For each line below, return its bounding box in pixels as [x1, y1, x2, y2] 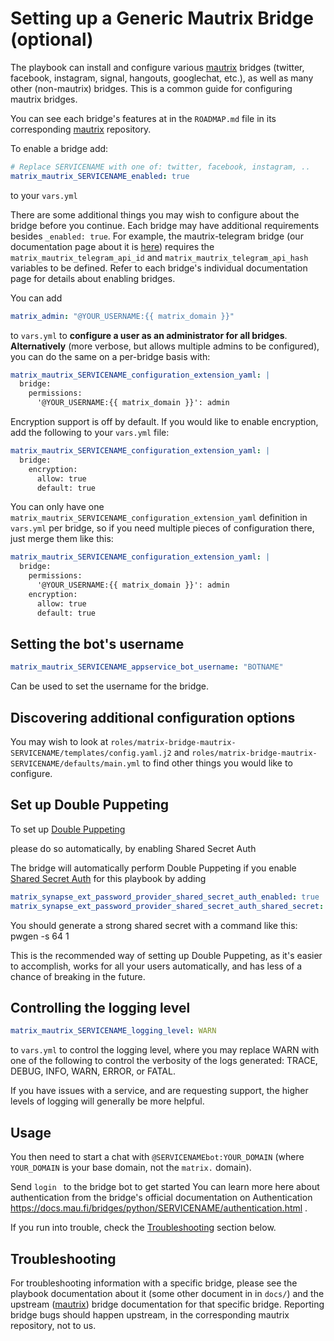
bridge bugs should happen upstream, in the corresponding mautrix [10, 1308, 290, 1321]
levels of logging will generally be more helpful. [10, 1095, 205, 1107]
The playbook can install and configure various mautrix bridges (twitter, [10, 61, 305, 73]
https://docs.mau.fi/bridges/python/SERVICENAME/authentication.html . [10, 1202, 308, 1214]
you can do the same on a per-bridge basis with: [10, 350, 211, 362]
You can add [10, 292, 63, 304]
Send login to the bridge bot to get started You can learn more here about [10, 1181, 320, 1193]
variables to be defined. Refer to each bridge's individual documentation [10, 262, 308, 274]
